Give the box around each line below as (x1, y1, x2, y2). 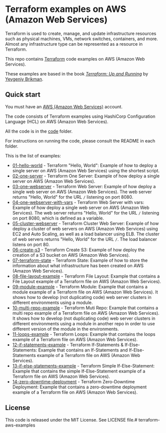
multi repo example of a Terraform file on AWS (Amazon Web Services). (12, 310, 160, 316)
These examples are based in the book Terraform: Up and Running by (5, 71, 148, 76)
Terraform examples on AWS (5, 3, 127, 15)
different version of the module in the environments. (12, 326, 119, 332)
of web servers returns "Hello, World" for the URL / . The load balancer (12, 236, 158, 242)
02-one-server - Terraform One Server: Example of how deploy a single (12, 173, 160, 179)
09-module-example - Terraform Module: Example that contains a (12, 284, 148, 289)
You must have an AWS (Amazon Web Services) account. (5, 103, 123, 110)
